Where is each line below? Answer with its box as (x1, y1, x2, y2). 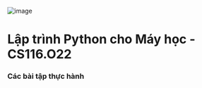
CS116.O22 (7, 46, 72, 63)
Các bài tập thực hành (7, 71, 85, 81)
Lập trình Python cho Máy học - (7, 32, 196, 47)
